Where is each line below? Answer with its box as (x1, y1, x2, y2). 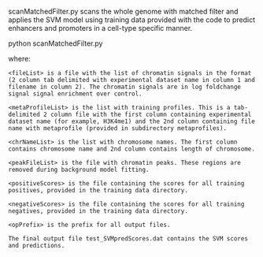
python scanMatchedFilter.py (8, 39, 103, 48)
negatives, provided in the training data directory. (8, 207, 189, 215)
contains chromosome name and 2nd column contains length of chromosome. (8, 145, 256, 153)
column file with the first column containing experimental (50, 110, 252, 118)
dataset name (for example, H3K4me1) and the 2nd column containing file (8, 117, 256, 125)
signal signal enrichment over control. (8, 90, 143, 98)
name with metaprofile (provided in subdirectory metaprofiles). (8, 125, 227, 132)
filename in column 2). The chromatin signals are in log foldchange (8, 83, 242, 91)
